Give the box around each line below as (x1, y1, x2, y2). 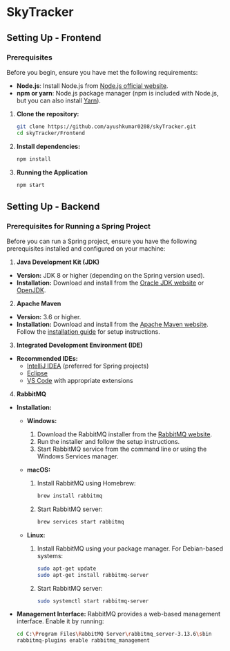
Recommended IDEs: (16, 355, 78, 363)
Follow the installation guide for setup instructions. (16, 328, 160, 336)
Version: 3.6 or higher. (16, 313, 82, 321)
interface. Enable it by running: (16, 617, 104, 625)
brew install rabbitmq (37, 492, 103, 499)
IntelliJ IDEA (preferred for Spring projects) (26, 362, 149, 371)
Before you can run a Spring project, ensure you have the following (6, 237, 198, 246)
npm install (16, 155, 51, 163)
